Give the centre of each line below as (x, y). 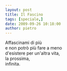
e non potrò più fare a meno (33, 48)
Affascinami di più (24, 42)
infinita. (13, 64)
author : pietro (21, 28)
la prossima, (18, 58)
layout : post (19, 10)
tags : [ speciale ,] (24, 19)
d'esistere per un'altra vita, (33, 53)
